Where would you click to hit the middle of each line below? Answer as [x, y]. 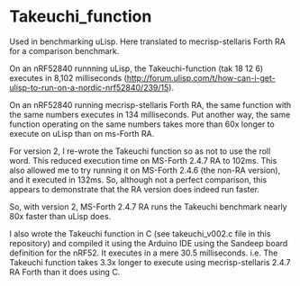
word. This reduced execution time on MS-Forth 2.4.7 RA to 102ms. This [143, 160]
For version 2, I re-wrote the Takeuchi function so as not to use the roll [140, 151]
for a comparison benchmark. [64, 50]
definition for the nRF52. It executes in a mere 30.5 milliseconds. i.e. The [144, 253]
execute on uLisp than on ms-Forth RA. [82, 133]
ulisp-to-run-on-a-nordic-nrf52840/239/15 [89, 87]
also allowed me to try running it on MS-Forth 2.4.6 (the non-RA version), [145, 170]
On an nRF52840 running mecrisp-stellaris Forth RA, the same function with [150, 104]
